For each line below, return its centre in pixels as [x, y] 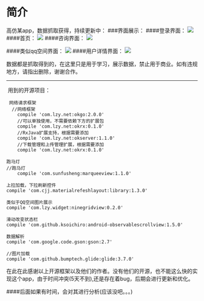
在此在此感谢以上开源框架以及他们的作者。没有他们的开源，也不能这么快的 [99, 271]
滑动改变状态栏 [22, 220]
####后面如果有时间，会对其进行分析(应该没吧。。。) [70, 291]
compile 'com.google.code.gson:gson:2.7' [59, 242]
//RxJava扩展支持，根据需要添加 [53, 133]
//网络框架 [24, 109]
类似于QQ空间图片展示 [29, 202]
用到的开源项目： [29, 90]
